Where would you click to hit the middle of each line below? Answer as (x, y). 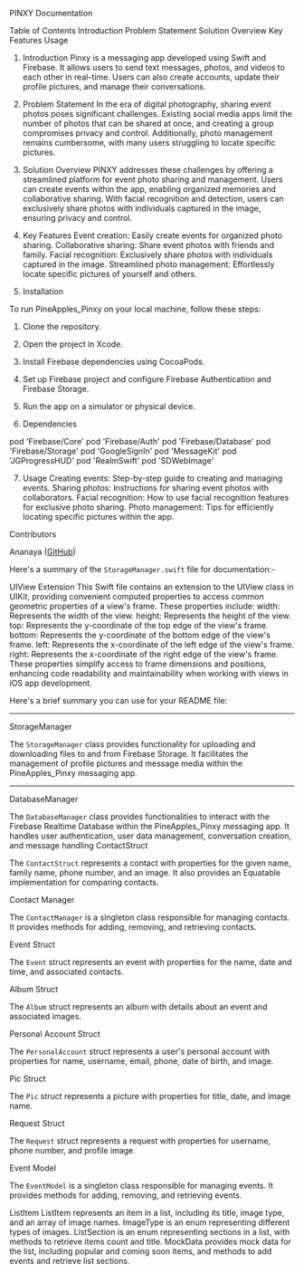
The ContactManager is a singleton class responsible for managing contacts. (150, 917)
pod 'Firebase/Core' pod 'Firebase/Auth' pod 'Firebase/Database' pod (140, 441)
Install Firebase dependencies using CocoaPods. (114, 362)
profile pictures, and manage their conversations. (114, 86)
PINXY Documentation (51, 13)
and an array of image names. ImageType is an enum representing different (150, 1222)
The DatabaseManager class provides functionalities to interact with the (139, 817)
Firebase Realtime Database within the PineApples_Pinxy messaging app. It (149, 826)
